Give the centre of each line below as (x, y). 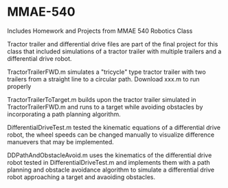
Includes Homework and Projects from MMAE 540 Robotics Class (100, 31)
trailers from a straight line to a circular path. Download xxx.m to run (104, 79)
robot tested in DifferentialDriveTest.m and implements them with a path (109, 162)
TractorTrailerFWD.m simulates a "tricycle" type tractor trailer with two (106, 72)
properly (19, 86)
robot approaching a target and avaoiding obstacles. (81, 177)
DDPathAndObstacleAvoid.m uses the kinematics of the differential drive (110, 155)
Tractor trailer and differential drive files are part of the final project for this (113, 44)
